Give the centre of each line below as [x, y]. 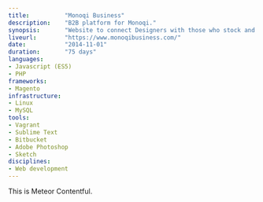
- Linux [21, 103]
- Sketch [22, 154]
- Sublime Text [33, 132]
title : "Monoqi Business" [67, 15]
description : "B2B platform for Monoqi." [82, 23]
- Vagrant [24, 125]
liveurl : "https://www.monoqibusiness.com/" [94, 37]
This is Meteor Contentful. [50, 191]
